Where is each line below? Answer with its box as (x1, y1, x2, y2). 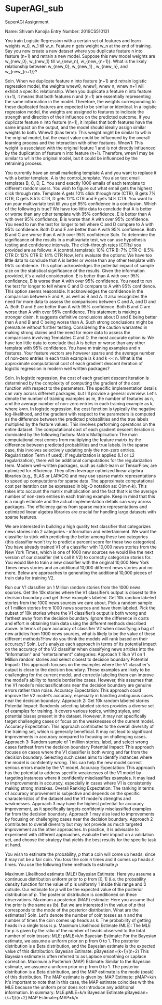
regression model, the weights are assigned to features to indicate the (5, 109, 144, 114)
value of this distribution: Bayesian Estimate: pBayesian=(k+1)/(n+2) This (5, 948, 149, 954)
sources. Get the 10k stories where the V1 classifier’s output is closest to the (5, 590, 156, 595)
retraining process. (5, 160, 42, 166)
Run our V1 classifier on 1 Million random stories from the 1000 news (5, 584, 141, 590)
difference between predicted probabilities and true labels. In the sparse (5, 442, 148, 447)
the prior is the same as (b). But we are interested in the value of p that (5, 902, 146, 908)
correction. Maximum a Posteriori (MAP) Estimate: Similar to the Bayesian (5, 958, 151, 964)
